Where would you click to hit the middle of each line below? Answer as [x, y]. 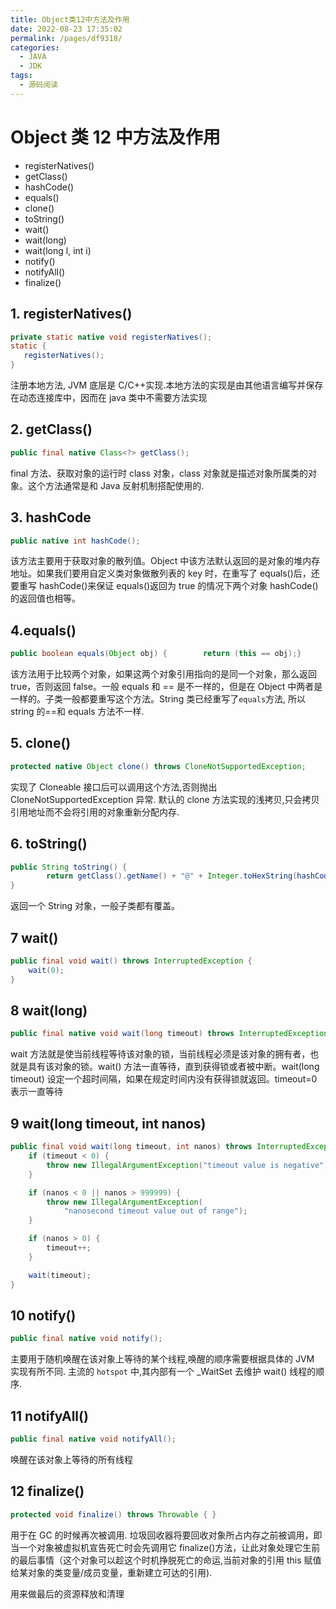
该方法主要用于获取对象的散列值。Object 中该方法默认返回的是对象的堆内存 [165, 561]
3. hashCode [51, 517]
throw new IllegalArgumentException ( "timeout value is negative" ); [189, 1165]
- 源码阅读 [39, 85]
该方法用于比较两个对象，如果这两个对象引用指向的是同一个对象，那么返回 [163, 674]
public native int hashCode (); [75, 541]
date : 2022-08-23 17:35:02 [66, 29]
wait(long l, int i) [58, 250]
